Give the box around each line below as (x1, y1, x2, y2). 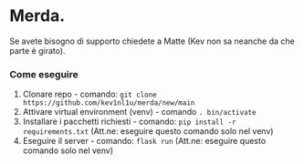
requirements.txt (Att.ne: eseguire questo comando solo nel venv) (22, 126, 274, 137)
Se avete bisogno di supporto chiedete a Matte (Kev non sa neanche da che (9, 36, 295, 46)
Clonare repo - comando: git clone (22, 88, 157, 100)
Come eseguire (9, 67, 79, 80)
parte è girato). (9, 45, 66, 56)
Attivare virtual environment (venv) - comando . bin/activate (22, 107, 257, 118)
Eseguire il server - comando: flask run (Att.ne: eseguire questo (22, 136, 267, 147)
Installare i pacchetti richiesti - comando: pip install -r (22, 116, 236, 128)
